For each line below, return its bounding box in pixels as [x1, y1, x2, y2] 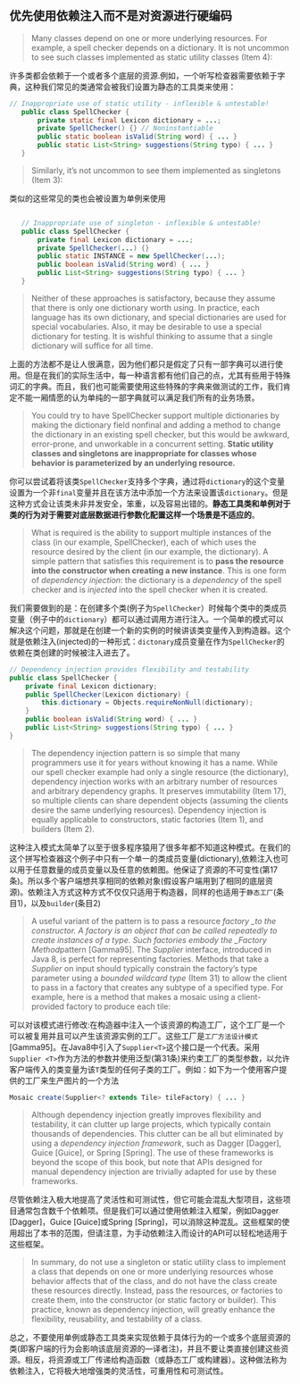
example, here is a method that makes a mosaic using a [30, 991, 236, 1002]
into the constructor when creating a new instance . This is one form [30, 565, 287, 576]
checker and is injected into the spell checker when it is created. [30, 584, 269, 595]
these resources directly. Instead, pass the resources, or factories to [30, 1285, 283, 1296]
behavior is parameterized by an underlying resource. [30, 457, 236, 468]
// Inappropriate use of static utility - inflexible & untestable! [9, 99, 270, 108]
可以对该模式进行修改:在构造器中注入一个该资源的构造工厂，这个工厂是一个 [9, 1019, 286, 1030]
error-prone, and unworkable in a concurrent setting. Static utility [30, 438, 274, 449]
